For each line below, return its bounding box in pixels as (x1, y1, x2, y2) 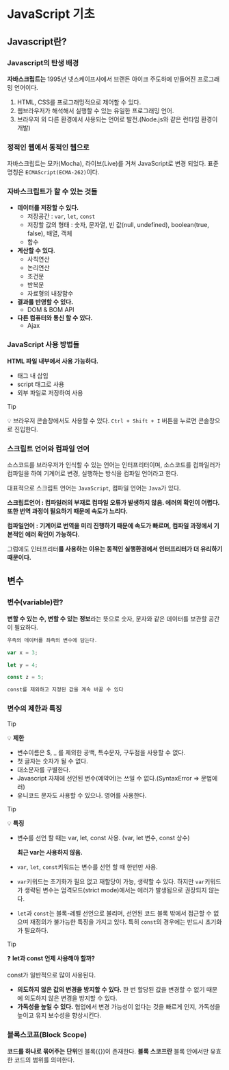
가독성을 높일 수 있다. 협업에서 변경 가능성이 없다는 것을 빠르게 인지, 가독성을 (16, 1003, 221, 1011)
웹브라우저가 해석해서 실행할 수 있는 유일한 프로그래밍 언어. (16, 106, 174, 115)
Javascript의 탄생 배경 (7, 58, 79, 67)
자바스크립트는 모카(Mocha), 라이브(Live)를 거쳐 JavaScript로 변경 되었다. (7, 159, 206, 168)
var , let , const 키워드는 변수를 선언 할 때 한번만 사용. (16, 863, 159, 871)
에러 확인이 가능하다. (25, 530, 80, 538)
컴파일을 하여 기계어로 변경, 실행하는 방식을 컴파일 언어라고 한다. (7, 469, 179, 477)
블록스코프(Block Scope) (7, 1030, 87, 1040)
